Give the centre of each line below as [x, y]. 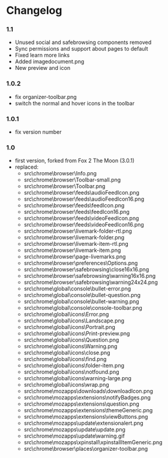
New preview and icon [43, 68]
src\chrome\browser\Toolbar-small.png [72, 180]
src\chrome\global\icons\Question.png [71, 340]
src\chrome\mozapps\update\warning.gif [74, 436]
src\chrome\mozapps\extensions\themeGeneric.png [88, 410]
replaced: [27, 167]
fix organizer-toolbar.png [46, 96]
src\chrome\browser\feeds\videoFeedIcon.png [81, 218]
